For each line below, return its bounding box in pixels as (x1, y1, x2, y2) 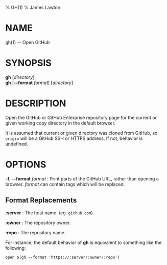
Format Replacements (5, 196, 77, 205)
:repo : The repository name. (5, 229, 66, 235)
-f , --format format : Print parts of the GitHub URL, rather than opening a (5, 175, 159, 181)
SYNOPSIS (5, 57, 52, 69)
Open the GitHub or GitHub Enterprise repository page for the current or (5, 114, 157, 120)
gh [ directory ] (5, 74, 35, 80)
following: (5, 244, 26, 251)
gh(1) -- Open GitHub (5, 39, 50, 45)
